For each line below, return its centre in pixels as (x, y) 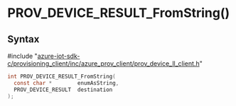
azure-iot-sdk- (59, 56)
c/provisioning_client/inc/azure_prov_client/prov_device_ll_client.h (104, 64)
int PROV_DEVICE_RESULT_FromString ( (61, 76)
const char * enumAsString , (66, 83)
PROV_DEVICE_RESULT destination (63, 90)
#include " (22, 56)
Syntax (23, 39)
